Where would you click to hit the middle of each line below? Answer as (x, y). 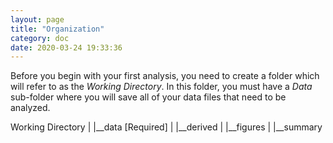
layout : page (37, 19)
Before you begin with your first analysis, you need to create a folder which (165, 76)
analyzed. (30, 108)
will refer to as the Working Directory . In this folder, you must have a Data (161, 87)
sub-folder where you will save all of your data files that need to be (148, 97)
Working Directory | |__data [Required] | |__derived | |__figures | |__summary (166, 127)
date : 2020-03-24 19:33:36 (66, 47)
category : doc (40, 38)
